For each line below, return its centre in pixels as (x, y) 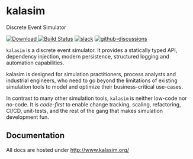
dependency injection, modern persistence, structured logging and (88, 56)
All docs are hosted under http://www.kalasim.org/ (67, 150)
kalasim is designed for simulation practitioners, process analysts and (91, 74)
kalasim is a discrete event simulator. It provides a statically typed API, (92, 50)
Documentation (36, 136)
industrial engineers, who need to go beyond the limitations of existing (92, 80)
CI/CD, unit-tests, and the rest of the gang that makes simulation (85, 111)
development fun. (28, 117)
